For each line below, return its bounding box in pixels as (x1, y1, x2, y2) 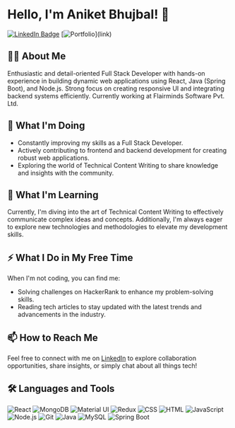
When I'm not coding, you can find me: (7, 274, 121, 282)
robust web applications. (17, 154, 90, 162)
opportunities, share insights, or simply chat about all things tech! (7, 362, 198, 370)
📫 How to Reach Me (7, 332, 98, 344)
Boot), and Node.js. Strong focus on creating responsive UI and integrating (7, 84, 224, 93)
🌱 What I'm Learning (7, 189, 99, 201)
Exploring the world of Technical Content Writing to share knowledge (17, 161, 219, 169)
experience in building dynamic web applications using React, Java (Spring (7, 76, 226, 85)
